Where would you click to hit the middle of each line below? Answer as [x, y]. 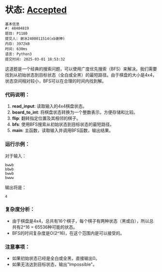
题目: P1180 [16, 33]
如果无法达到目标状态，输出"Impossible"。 [54, 264]
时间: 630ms [16, 49]
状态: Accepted [36, 10]
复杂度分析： [20, 209]
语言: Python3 [19, 54]
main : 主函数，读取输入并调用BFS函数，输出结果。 [63, 130]
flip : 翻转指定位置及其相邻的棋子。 [46, 118]
